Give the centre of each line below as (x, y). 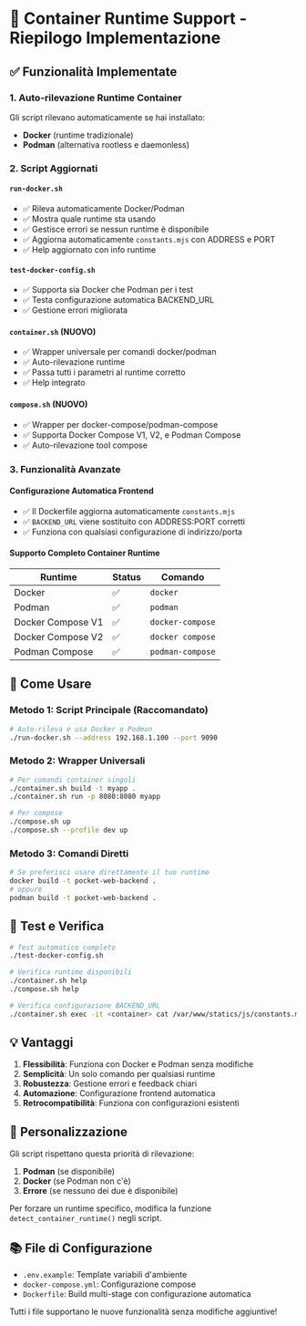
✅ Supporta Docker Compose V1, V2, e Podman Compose (132, 435)
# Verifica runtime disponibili (71, 972)
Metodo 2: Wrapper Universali (77, 761)
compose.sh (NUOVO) (49, 404)
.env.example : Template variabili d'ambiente (105, 1275)
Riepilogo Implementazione (115, 38)
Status (127, 576)
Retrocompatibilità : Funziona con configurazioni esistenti (131, 1103)
